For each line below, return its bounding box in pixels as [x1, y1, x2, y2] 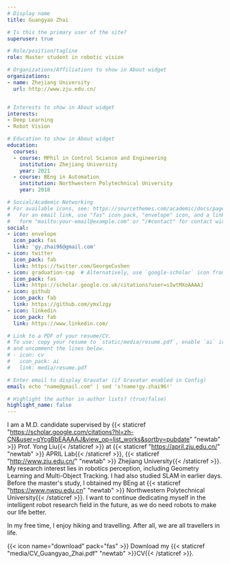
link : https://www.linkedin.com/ [13, 320, 109, 327]
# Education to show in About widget [7, 135, 115, 143]
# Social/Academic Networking [7, 199, 94, 206]
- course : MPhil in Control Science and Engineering [13, 154, 167, 161]
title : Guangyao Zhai [7, 16, 69, 23]
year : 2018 [19, 187, 51, 193]
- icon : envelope [7, 231, 57, 237]
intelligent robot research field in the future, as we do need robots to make [7, 501, 217, 509]
